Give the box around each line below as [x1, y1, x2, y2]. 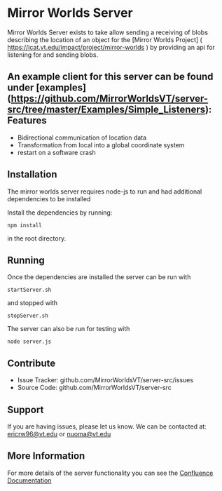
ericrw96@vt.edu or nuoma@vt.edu [7, 430, 111, 438]
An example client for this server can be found [7, 71, 214, 83]
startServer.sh [7, 286, 52, 294]
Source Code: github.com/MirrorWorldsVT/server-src [17, 384, 172, 392]
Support [7, 403, 44, 415]
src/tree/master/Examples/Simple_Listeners [7, 104, 205, 116]
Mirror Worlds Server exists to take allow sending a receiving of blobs [7, 28, 209, 36]
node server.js [7, 338, 52, 345]
